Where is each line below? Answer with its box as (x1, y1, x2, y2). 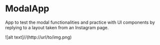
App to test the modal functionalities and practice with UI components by (5, 19, 156, 25)
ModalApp (5, 3, 49, 14)
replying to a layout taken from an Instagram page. (5, 24, 109, 30)
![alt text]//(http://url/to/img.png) (5, 34, 72, 40)
